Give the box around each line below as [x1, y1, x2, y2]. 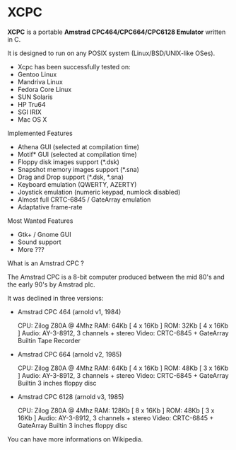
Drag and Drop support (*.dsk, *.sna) [17, 173, 124, 181]
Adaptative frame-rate [17, 202, 83, 211]
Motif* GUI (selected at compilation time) [17, 150, 137, 158]
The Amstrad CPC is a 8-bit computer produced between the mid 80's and [7, 272, 225, 281]
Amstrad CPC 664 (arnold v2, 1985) [17, 350, 122, 358]
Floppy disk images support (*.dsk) [17, 157, 120, 166]
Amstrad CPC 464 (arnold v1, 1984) [17, 307, 122, 316]
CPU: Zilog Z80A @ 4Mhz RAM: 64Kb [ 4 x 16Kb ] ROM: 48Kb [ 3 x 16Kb [17, 364, 229, 372]
